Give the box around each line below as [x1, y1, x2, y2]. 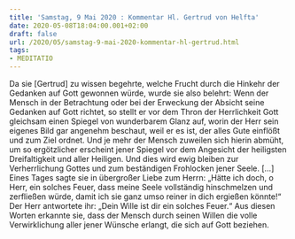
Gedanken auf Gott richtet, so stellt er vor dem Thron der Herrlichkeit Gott [9, 107, 279, 117]
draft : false [9, 29, 58, 38]
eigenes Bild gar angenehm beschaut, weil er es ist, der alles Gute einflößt [9, 126, 281, 135]
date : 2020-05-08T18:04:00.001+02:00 [9, 21, 149, 30]
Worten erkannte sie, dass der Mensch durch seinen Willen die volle [9, 210, 258, 220]
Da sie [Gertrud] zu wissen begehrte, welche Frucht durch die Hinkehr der [9, 79, 281, 89]
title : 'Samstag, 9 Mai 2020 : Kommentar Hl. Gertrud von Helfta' [9, 12, 260, 22]
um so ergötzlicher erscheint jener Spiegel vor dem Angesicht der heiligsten [9, 144, 287, 155]
